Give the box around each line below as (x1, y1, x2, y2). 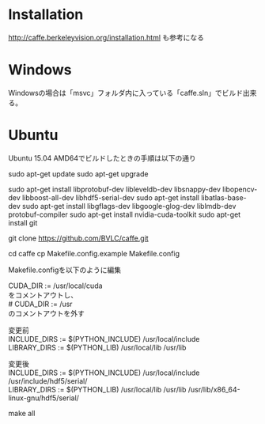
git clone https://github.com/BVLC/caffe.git (8, 233, 149, 243)
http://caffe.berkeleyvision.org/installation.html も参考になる (8, 32, 204, 42)
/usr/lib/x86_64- (187, 384, 240, 394)
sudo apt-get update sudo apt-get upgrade (8, 168, 149, 179)
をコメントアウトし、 (8, 290, 78, 300)
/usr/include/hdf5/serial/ (8, 376, 88, 385)
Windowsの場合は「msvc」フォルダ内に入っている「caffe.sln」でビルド (8, 88, 244, 97)
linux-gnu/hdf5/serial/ (8, 393, 79, 403)
